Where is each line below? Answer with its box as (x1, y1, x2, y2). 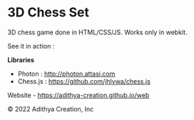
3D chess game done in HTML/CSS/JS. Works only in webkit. (7, 28, 188, 36)
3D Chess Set (7, 4, 90, 21)
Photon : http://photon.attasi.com (17, 69, 116, 78)
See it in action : (7, 41, 55, 50)
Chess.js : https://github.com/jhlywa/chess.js (17, 76, 151, 86)
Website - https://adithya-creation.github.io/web (7, 91, 150, 99)
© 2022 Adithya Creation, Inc (7, 104, 94, 113)
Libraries (7, 55, 34, 64)
